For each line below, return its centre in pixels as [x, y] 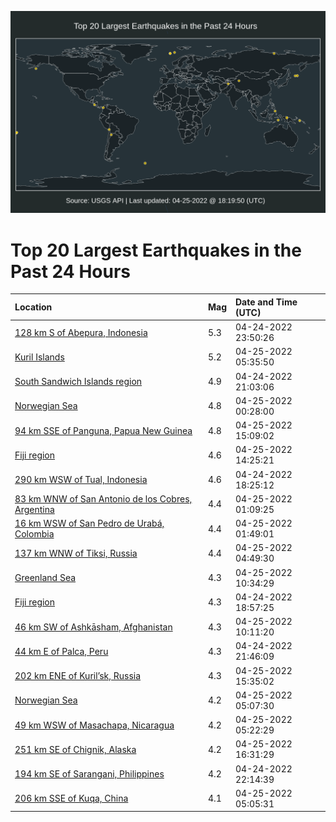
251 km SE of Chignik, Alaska [75, 749]
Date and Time [266, 302]
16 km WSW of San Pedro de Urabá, [89, 523]
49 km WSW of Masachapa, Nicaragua [94, 725]
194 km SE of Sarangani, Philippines [89, 774]
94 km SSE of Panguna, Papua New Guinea [103, 430]
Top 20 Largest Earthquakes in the [156, 250]
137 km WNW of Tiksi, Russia [76, 553]
